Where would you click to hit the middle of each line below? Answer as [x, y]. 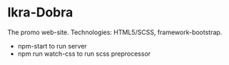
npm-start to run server [52, 46]
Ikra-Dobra [40, 12]
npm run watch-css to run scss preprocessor [84, 54]
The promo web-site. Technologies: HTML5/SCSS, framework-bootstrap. [115, 32]
